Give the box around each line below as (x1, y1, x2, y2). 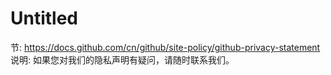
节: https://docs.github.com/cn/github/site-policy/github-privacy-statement (10, 41, 321, 53)
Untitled (10, 7, 79, 30)
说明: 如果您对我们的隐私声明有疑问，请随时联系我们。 (10, 53, 235, 66)
